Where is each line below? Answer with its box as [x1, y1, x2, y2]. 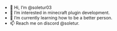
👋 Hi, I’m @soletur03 [9, 5, 52, 10]
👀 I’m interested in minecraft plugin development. [9, 10, 110, 15]
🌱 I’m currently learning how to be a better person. [9, 15, 113, 20]
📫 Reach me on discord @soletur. [9, 20, 80, 26]
